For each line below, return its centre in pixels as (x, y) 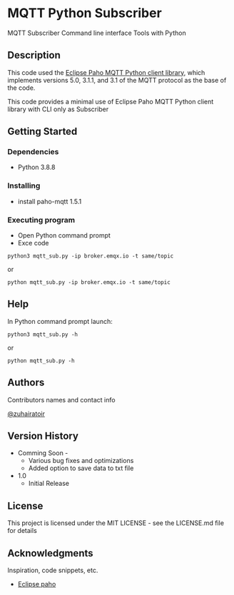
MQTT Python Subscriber (85, 13)
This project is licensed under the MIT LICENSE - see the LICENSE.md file (116, 523)
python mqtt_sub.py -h (41, 361)
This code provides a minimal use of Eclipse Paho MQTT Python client (111, 101)
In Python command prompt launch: (60, 321)
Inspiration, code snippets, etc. (53, 570)
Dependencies (33, 152)
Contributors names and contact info (61, 400)
